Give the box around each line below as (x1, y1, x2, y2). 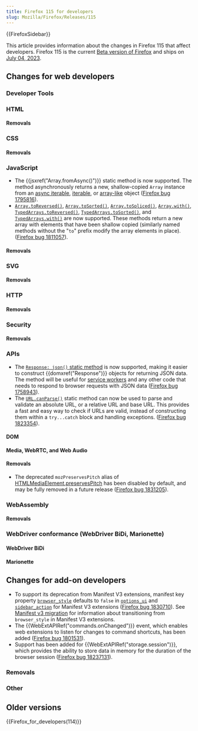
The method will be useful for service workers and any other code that (14, 376, 186, 383)
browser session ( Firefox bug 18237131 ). (14, 654, 113, 661)
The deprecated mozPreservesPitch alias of (14, 473, 119, 480)
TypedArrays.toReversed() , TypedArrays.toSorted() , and (14, 208, 151, 216)
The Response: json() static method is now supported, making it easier (14, 363, 188, 370)
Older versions (6, 702, 62, 712)
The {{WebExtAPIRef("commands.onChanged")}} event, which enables (14, 622, 188, 629)
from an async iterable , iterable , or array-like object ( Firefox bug (14, 190, 171, 197)
